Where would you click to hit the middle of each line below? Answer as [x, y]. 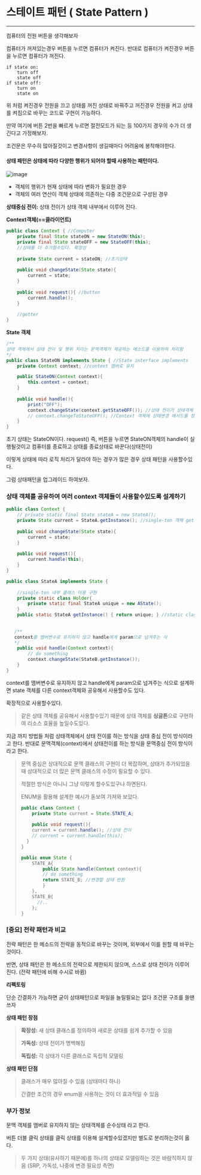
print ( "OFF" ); [45, 404]
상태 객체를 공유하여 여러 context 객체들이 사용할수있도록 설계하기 [96, 497]
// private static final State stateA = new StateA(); [87, 515]
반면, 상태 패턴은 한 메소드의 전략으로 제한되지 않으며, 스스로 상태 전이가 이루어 [98, 964]
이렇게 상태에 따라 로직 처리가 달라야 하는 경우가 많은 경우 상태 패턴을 [87, 460]
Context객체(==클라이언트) [39, 220]
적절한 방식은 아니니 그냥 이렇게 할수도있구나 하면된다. [84, 784]
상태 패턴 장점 [22, 1017]
